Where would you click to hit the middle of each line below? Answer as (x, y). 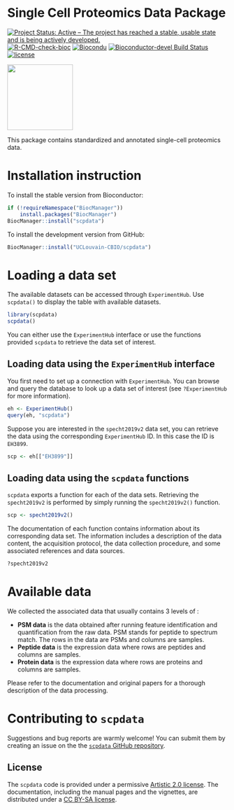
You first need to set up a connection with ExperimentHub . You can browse (114, 381)
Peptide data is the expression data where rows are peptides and (111, 647)
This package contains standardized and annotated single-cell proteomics (114, 140)
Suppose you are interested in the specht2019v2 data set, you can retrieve (113, 428)
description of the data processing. (58, 690)
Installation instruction (74, 176)
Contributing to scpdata (76, 719)
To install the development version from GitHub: (76, 234)
